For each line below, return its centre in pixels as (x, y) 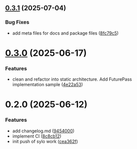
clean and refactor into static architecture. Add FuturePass (72, 79)
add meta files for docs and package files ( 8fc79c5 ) (66, 33)
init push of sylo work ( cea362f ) (45, 141)
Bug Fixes (17, 22)
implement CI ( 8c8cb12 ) (37, 136)
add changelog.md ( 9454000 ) (43, 131)
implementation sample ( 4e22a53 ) (48, 85)
